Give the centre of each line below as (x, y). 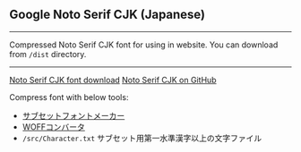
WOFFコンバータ (53, 127)
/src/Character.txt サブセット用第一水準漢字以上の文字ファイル (142, 138)
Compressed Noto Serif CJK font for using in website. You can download (144, 45)
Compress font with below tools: (69, 97)
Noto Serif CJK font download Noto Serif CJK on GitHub (113, 80)
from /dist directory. (48, 54)
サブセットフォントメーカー (73, 115)
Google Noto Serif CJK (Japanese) (107, 15)
